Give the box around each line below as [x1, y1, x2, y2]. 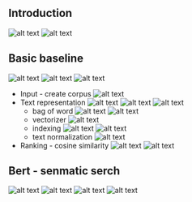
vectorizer [32, 114, 66, 124]
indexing [32, 123, 62, 133]
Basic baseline [8, 52, 83, 66]
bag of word [32, 105, 74, 116]
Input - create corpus [19, 88, 92, 98]
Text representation [19, 97, 86, 107]
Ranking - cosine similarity [19, 140, 109, 150]
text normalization [32, 131, 93, 141]
